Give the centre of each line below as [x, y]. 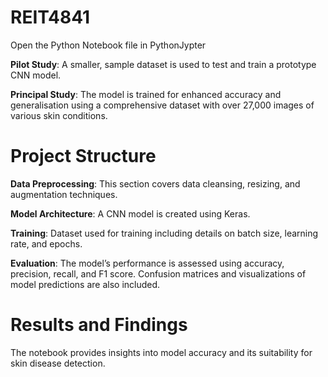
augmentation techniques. [64, 194]
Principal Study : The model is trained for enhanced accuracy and [146, 94]
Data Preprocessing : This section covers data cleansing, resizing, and [155, 183]
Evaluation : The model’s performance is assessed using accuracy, [147, 263]
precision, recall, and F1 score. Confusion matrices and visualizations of [158, 273]
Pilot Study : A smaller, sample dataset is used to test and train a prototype [163, 64]
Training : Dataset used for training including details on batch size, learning [164, 233]
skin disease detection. [58, 363]
